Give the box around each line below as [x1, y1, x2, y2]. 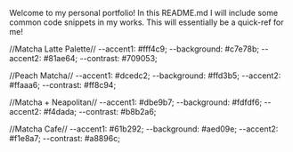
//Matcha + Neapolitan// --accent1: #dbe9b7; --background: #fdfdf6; [9, 97, 263, 108]
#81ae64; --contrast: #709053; [43, 53, 158, 63]
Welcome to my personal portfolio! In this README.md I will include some [9, 8, 279, 18]
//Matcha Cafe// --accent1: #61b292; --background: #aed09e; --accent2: [9, 124, 279, 134]
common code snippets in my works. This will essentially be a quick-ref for [9, 17, 284, 28]
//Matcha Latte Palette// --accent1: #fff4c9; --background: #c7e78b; [9, 44, 260, 54]
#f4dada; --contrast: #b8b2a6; [43, 107, 157, 116]
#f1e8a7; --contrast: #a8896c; [9, 133, 120, 143]
